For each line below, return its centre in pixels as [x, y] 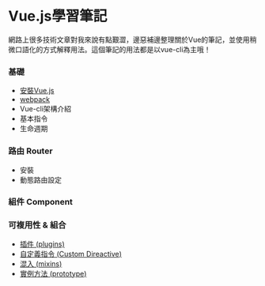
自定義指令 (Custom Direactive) [71, 254]
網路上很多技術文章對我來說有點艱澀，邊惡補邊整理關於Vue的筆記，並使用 [129, 40]
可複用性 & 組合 [37, 225]
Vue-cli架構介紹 [45, 109]
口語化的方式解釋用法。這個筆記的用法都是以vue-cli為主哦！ [113, 49]
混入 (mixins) [41, 263]
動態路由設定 [40, 179]
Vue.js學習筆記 [58, 16]
